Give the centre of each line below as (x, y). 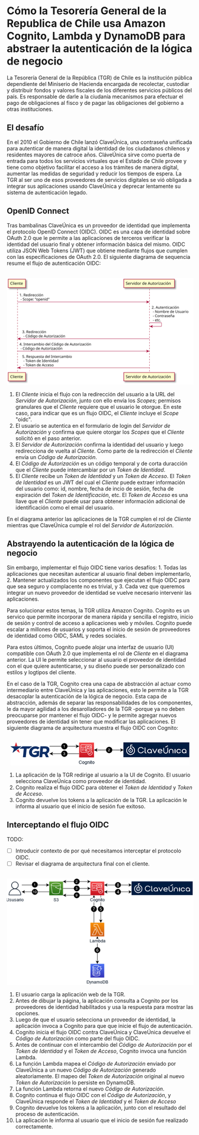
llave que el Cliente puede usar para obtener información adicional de (100, 501)
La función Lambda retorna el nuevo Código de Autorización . (90, 1089)
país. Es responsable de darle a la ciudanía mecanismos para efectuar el (95, 97)
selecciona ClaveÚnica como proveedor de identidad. (81, 781)
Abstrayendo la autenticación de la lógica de (91, 544)
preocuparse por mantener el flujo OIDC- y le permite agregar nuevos (92, 715)
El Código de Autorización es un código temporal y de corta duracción (101, 463)
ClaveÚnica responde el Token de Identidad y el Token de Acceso (96, 1102)
